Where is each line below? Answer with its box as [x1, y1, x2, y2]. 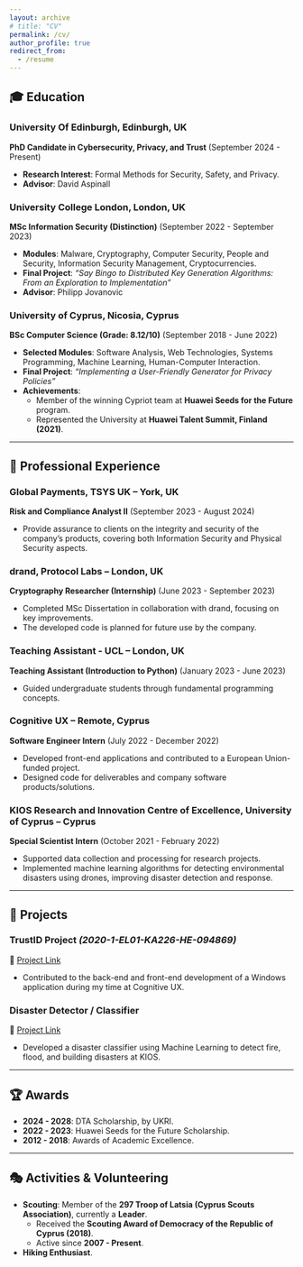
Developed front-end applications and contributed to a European [22, 752, 263, 763]
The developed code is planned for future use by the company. [22, 622, 257, 633]
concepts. [22, 692, 60, 703]
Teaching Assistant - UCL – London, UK [9, 645, 185, 657]
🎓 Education [9, 89, 86, 105]
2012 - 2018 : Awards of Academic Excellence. [22, 1134, 195, 1145]
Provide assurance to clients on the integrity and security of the [22, 523, 260, 534]
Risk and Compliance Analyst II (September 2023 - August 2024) [9, 506, 255, 517]
